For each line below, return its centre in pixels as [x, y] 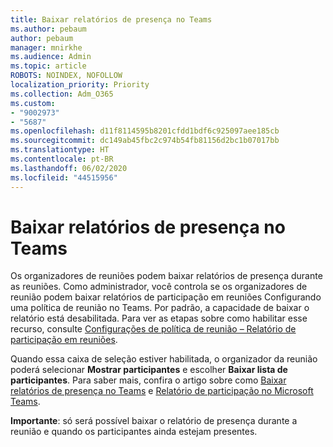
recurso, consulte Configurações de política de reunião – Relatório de [153, 329]
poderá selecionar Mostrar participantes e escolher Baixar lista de [149, 370]
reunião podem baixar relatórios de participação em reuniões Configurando [166, 297]
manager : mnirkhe [46, 47]
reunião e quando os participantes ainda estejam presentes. [134, 432]
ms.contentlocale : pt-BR [62, 159]
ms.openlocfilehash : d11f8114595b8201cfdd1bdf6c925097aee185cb [145, 131]
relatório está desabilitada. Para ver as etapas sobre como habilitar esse [159, 318]
